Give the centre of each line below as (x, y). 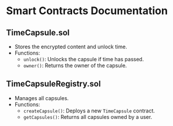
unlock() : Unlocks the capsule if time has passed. (84, 59)
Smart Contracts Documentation (87, 11)
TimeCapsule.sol (38, 33)
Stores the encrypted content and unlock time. (71, 47)
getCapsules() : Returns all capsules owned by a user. (88, 117)
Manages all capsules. (42, 98)
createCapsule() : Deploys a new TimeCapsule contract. (89, 111)
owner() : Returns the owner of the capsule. (75, 65)
